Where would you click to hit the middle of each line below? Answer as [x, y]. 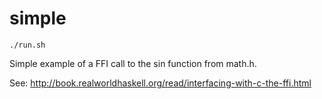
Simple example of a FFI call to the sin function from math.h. [133, 63]
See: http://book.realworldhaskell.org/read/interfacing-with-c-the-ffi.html [160, 83]
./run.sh [27, 45]
